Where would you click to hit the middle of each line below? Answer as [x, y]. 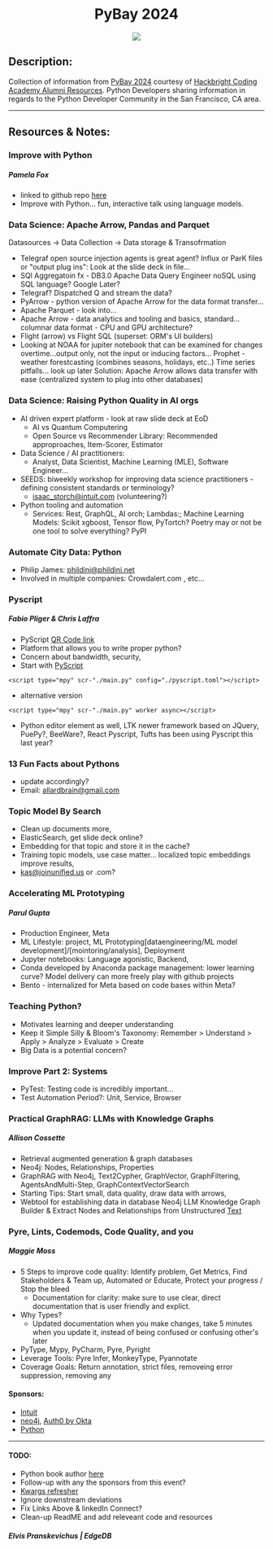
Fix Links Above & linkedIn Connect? [81, 1508]
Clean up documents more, [66, 829]
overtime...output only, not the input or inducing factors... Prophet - [132, 353]
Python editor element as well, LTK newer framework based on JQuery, [139, 725]
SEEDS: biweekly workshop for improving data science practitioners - [136, 479]
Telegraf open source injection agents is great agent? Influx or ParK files [141, 258]
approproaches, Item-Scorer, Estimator [98, 444]
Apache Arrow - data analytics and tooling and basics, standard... [130, 319]
